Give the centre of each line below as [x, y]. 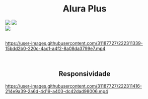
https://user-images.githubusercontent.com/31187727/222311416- [74, 86]
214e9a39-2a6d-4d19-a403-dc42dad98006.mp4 [57, 91]
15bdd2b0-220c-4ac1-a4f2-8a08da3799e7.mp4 [55, 48]
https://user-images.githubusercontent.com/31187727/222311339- [74, 43]
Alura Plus [85, 9]
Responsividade [85, 74]
